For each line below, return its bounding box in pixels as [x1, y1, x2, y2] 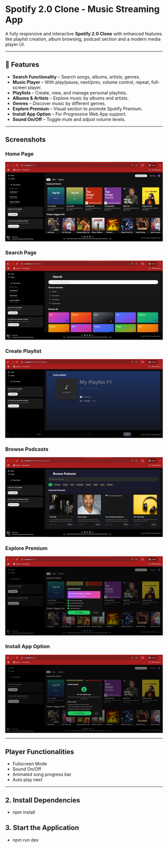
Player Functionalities [5, 747, 74, 756]
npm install [12, 809, 35, 815]
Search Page [5, 249, 37, 256]
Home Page [5, 150, 34, 157]
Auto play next [12, 776, 42, 783]
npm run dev [12, 836, 39, 843]
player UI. [5, 41, 25, 47]
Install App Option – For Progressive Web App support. [12, 111, 126, 117]
